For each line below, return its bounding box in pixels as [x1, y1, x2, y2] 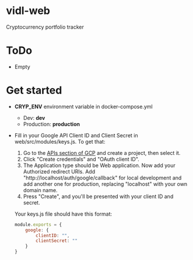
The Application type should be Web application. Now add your [23, 162, 176, 169]
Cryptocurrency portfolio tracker [6, 23, 85, 30]
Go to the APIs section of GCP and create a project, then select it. [23, 149, 181, 156]
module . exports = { [14, 221, 62, 227]
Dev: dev [23, 114, 45, 121]
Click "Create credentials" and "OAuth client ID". [23, 155, 140, 162]
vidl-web [6, 4, 51, 18]
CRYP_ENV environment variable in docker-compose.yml [14, 103, 153, 110]
